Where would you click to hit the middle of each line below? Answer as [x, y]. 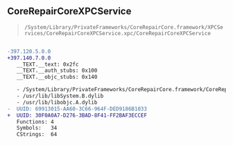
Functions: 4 [35, 122]
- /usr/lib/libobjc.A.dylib [57, 102]
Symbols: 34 [37, 128]
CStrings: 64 [37, 135]
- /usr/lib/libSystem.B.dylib [60, 96]
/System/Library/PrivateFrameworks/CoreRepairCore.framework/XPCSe [123, 27]
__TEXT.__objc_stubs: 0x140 [57, 77]
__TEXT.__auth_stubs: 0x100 [57, 71]
